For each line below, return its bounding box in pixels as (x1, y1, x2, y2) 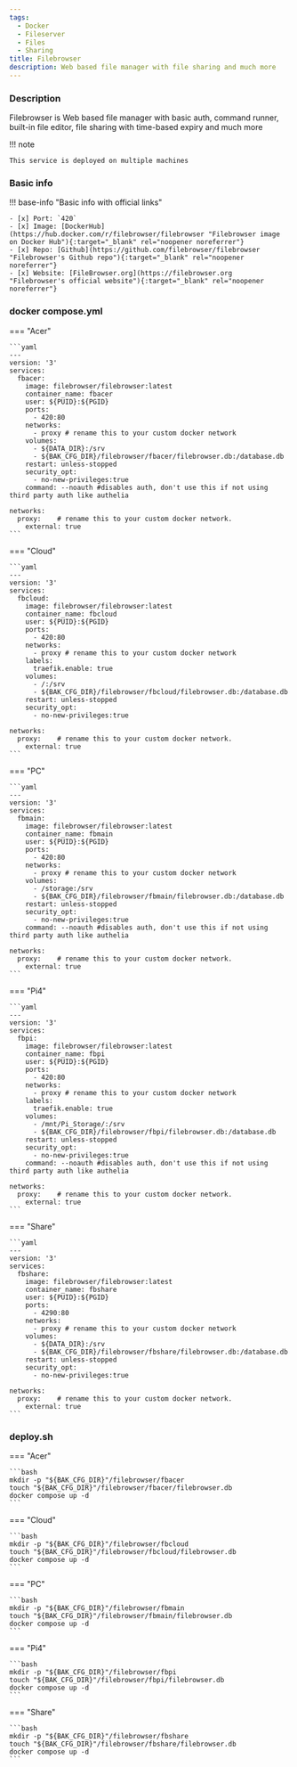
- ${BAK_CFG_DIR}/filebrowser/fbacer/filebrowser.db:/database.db (32, 452, 285, 461)
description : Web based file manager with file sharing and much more (9, 63, 277, 72)
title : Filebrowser (9, 54, 82, 63)
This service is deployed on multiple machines (9, 157, 189, 166)
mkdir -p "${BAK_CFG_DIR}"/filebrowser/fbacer (9, 1476, 185, 1485)
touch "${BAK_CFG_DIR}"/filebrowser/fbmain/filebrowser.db (9, 1612, 233, 1621)
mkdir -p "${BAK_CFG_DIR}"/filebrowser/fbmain (9, 1604, 185, 1613)
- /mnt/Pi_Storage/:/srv (32, 1119, 125, 1128)
